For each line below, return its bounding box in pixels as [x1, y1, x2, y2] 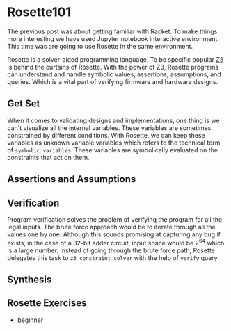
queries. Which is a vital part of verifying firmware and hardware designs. [7, 77, 218, 86]
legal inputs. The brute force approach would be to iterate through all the [7, 223, 216, 231]
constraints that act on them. [7, 153, 90, 161]
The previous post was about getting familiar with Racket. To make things [7, 27, 218, 35]
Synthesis [7, 274, 52, 285]
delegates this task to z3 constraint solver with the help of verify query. [7, 253, 219, 261]
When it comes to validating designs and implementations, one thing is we [7, 116, 221, 124]
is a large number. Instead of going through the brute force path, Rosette [7, 246, 216, 255]
